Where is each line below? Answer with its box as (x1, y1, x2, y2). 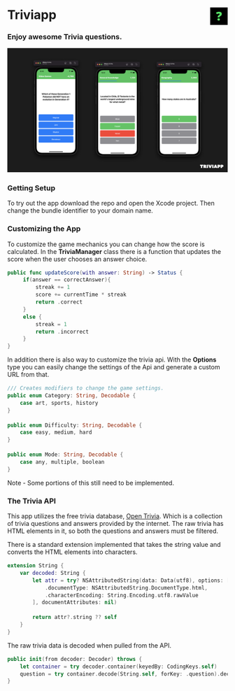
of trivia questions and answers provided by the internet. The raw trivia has (7, 520, 224, 527)
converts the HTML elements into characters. (7, 548, 138, 556)
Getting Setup (7, 183, 56, 192)
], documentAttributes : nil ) (32, 599, 117, 606)
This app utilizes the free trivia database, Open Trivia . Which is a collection (7, 512, 222, 520)
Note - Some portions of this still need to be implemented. (7, 478, 175, 487)
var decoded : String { (20, 569, 86, 576)
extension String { (7, 562, 64, 569)
